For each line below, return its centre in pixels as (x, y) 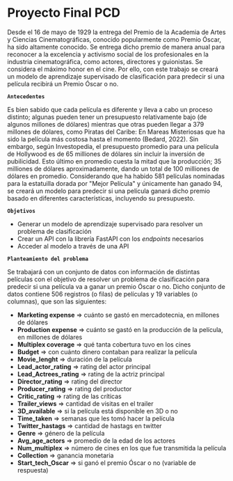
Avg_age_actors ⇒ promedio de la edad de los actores (96, 441)
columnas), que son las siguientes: (57, 301)
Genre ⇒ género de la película (61, 433)
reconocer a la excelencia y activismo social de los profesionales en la (108, 54)
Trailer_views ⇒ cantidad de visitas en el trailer (86, 403)
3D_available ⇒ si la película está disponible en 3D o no (98, 411)
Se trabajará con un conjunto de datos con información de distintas (104, 271)
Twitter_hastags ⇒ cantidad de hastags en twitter (89, 425)
